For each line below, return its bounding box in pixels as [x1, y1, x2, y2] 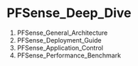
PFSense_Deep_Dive [6, 5, 132, 21]
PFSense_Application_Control [16, 43, 104, 52]
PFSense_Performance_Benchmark [16, 51, 122, 60]
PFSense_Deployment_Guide [16, 35, 102, 44]
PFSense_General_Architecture [16, 28, 108, 37]
